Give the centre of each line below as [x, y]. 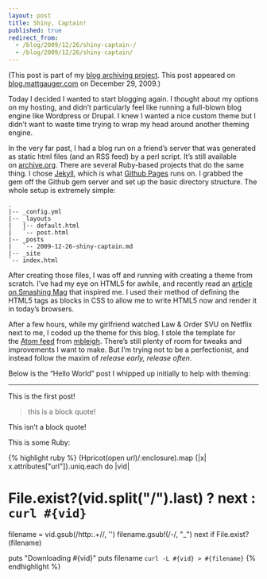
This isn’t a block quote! [47, 427]
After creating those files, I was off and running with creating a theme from [130, 275]
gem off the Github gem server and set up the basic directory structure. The [133, 182]
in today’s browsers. [41, 309]
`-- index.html [33, 261]
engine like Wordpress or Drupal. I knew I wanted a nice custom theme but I [132, 116]
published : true [35, 30]
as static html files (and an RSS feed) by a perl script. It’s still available [122, 156]
